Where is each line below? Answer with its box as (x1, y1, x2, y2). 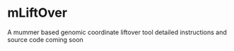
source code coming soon (7, 35, 83, 43)
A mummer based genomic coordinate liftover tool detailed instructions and (7, 28, 228, 36)
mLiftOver (7, 5, 68, 21)
